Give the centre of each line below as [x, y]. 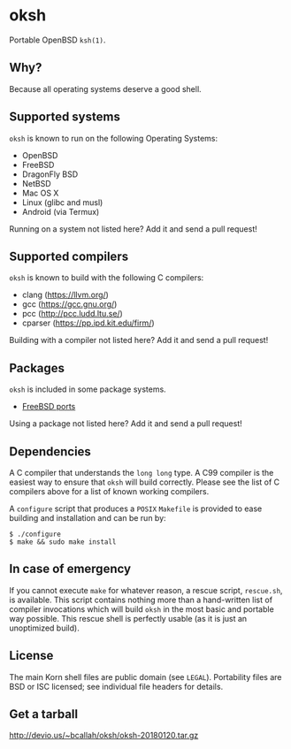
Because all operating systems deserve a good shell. [105, 88]
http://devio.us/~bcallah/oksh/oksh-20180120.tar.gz [104, 736]
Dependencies [50, 451]
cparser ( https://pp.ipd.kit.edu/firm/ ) [88, 323]
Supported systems [65, 117]
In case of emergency [70, 569]
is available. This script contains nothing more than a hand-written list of [141, 600]
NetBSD [36, 183]
